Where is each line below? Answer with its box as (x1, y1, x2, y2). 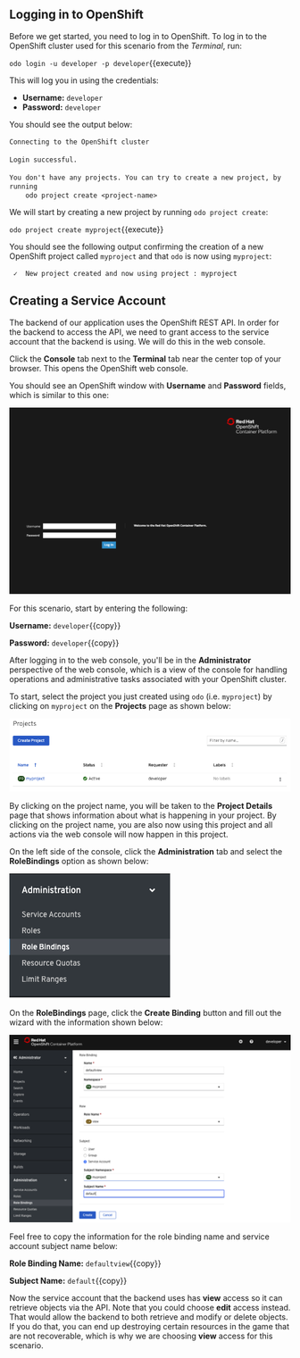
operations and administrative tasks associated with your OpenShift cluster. (9, 673, 287, 684)
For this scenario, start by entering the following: (9, 603, 188, 613)
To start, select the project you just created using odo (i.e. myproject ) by (9, 691, 272, 702)
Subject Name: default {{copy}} (9, 1275, 128, 1286)
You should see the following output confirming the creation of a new (9, 241, 264, 252)
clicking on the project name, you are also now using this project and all (9, 820, 273, 830)
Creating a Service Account (9, 294, 167, 309)
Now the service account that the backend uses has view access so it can (9, 1292, 283, 1303)
